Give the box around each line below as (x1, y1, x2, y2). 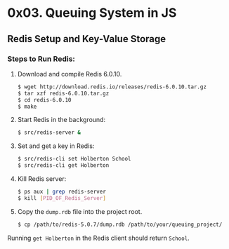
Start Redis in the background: (17, 116, 106, 124)
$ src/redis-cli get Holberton (17, 162, 110, 169)
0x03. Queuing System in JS (7, 5, 177, 21)
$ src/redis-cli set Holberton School (17, 156, 131, 163)
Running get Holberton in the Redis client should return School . (7, 234, 190, 242)
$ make (17, 103, 37, 110)
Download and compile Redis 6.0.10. (17, 69, 122, 78)
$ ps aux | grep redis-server (17, 188, 107, 195)
